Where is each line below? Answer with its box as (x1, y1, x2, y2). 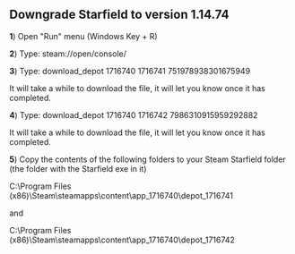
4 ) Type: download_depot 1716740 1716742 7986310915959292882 (9, 109, 258, 120)
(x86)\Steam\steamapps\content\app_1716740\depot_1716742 (9, 234, 236, 245)
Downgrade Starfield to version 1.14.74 (9, 7, 230, 22)
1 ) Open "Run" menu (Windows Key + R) (9, 30, 159, 41)
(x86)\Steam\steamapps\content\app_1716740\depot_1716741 (9, 190, 234, 200)
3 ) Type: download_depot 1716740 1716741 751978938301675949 (9, 65, 251, 76)
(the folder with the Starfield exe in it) (9, 163, 147, 174)
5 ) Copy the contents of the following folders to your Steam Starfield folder (9, 154, 287, 165)
